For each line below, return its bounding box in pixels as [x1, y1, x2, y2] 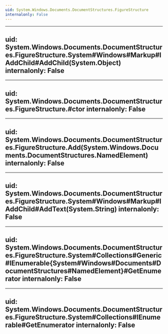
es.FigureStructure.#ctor [5, 104, 85, 113]
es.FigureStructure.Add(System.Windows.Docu [5, 143, 159, 151]
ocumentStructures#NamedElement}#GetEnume [5, 267, 161, 275]
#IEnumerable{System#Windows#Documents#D [5, 259, 161, 267]
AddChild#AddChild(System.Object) [5, 58, 121, 67]
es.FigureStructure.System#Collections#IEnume [5, 313, 161, 321]
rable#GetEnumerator [5, 320, 75, 329]
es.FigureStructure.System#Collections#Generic [5, 251, 162, 260]
